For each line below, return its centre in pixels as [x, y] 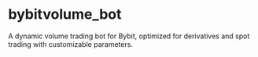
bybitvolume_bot [65, 14]
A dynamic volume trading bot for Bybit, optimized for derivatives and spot [129, 36]
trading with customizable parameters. [71, 44]
